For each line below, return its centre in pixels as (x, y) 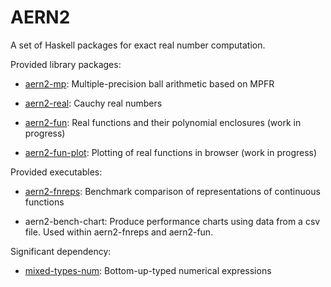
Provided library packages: (66, 64)
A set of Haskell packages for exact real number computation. (138, 45)
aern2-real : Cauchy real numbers (93, 103)
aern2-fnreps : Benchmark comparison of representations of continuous (172, 191)
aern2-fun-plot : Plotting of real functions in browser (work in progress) (171, 152)
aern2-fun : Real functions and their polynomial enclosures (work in (163, 122)
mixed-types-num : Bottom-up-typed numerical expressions (148, 270)
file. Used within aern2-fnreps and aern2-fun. (119, 232)
